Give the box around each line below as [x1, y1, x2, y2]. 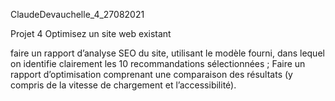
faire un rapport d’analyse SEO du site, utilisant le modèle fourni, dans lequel [10, 47, 325, 59]
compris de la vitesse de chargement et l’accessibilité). [10, 79, 237, 91]
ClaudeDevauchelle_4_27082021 [10, 9, 145, 20]
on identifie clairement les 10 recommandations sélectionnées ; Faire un [10, 58, 306, 69]
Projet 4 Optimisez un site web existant [10, 28, 172, 39]
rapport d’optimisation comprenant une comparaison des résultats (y [10, 69, 293, 80]
